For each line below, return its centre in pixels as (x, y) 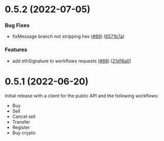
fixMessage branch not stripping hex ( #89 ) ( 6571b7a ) (68, 36)
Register (21, 127)
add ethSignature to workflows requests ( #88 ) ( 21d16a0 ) (72, 61)
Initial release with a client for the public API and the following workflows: (82, 96)
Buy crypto (24, 133)
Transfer (21, 122)
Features (16, 50)
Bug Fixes (17, 26)
